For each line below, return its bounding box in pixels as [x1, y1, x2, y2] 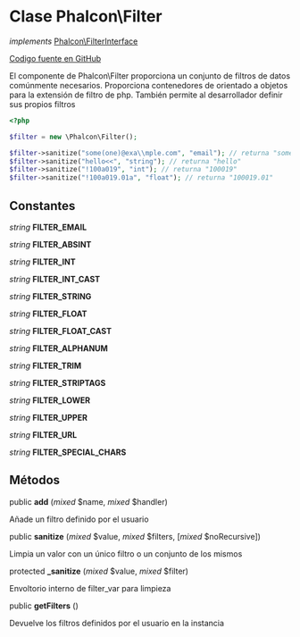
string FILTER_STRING [9, 291, 92, 301]
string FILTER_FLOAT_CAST [9, 326, 112, 336]
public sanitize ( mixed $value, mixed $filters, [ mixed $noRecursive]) [9, 531, 262, 541]
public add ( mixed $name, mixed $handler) [9, 496, 168, 507]
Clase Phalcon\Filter [9, 6, 162, 27]
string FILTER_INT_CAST [9, 274, 101, 284]
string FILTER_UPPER [9, 413, 87, 423]
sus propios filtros [9, 98, 76, 109]
